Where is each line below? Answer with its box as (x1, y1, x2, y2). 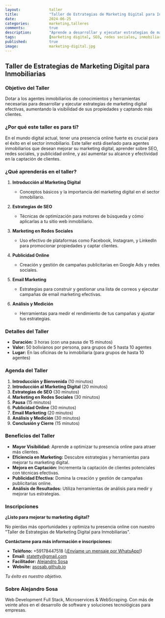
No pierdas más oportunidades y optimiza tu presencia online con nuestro (5, 524, 155, 530)
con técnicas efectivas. (12, 470, 60, 476)
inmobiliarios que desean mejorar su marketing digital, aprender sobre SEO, (5, 145, 158, 151)
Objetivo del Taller (5, 84, 50, 91)
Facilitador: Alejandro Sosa (12, 558, 68, 564)
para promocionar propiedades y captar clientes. (19, 242, 119, 249)
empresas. (5, 607, 27, 613)
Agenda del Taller (5, 367, 48, 374)
